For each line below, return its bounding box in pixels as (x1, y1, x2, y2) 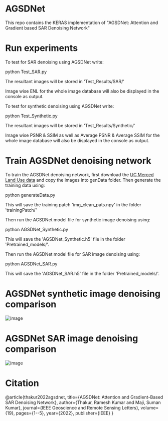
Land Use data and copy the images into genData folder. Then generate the (5, 177, 161, 183)
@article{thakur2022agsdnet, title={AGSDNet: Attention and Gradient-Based (5, 394, 163, 400)
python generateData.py (5, 192, 56, 198)
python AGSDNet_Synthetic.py (5, 226, 69, 232)
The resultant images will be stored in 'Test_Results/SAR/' (5, 78, 124, 84)
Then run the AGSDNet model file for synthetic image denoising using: (5, 216, 150, 223)
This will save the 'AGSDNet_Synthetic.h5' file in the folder (5, 236, 125, 242)
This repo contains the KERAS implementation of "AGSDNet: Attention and (5, 20, 158, 26)
